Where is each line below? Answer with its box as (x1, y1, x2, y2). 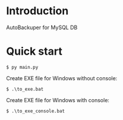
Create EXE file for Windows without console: (6, 74, 118, 81)
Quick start (6, 45, 62, 58)
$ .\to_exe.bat (6, 86, 44, 92)
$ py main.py (6, 64, 39, 70)
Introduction (6, 4, 69, 18)
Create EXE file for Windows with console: (6, 96, 110, 103)
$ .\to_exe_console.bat (6, 108, 65, 114)
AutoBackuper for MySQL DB (6, 24, 78, 31)
